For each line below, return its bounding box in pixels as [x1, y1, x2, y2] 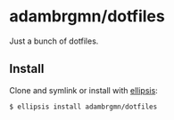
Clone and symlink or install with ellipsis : [9, 84, 158, 95]
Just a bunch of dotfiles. [9, 36, 99, 46]
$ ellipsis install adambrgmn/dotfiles [9, 102, 158, 111]
